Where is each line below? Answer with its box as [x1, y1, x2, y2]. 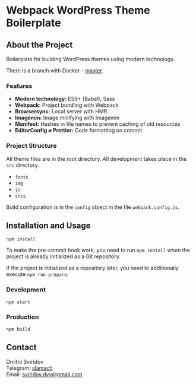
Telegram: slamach [6, 364, 53, 372]
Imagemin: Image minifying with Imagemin [14, 114, 120, 122]
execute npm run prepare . [6, 271, 69, 278]
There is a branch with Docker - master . [6, 67, 104, 74]
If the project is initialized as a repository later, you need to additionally [6, 265, 179, 272]
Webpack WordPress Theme [6, 4, 150, 17]
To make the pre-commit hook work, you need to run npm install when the [6, 247, 190, 254]
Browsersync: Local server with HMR [14, 108, 108, 115]
